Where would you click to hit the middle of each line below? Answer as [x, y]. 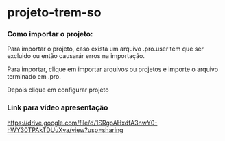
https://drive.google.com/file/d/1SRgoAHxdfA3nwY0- [82, 123]
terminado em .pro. [34, 77]
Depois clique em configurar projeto [58, 90]
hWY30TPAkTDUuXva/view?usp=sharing [65, 130]
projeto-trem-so [54, 13]
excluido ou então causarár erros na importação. [76, 56]
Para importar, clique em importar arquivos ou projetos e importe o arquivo [113, 69]
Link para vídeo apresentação [58, 107]
